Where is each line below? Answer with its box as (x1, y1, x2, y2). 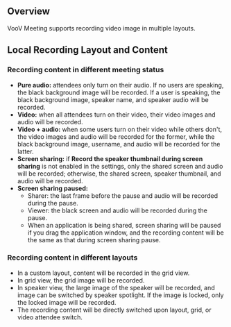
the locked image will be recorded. (17, 298, 117, 306)
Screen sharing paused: (17, 184, 88, 192)
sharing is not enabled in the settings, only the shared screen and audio (17, 162, 223, 170)
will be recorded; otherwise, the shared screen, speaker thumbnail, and (17, 169, 221, 178)
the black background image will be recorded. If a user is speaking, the (17, 88, 221, 97)
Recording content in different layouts (7, 253, 138, 262)
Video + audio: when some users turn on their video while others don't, (17, 125, 223, 133)
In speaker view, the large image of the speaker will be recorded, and (17, 283, 215, 292)
